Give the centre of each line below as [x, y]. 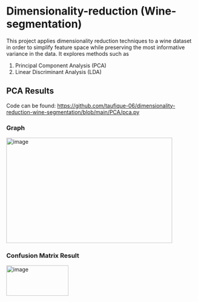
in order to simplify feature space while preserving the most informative [96, 47]
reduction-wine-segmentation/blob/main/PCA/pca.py [73, 112]
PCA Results [30, 91]
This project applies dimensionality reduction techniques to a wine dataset [99, 41]
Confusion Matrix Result [43, 255]
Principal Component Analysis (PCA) [61, 65]
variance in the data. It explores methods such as [68, 53]
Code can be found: [31, 106]
